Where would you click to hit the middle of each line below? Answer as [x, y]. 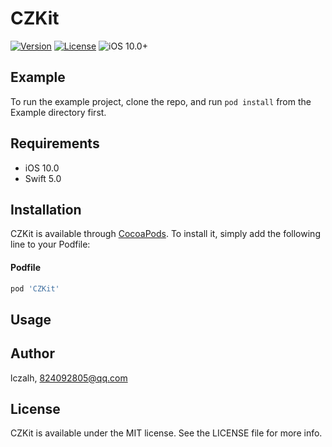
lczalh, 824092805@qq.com [69, 378]
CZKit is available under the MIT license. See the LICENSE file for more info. [166, 433]
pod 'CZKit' [35, 288]
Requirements [55, 143]
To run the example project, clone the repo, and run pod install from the [161, 101]
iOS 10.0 [42, 168]
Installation [46, 209]
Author [32, 353]
